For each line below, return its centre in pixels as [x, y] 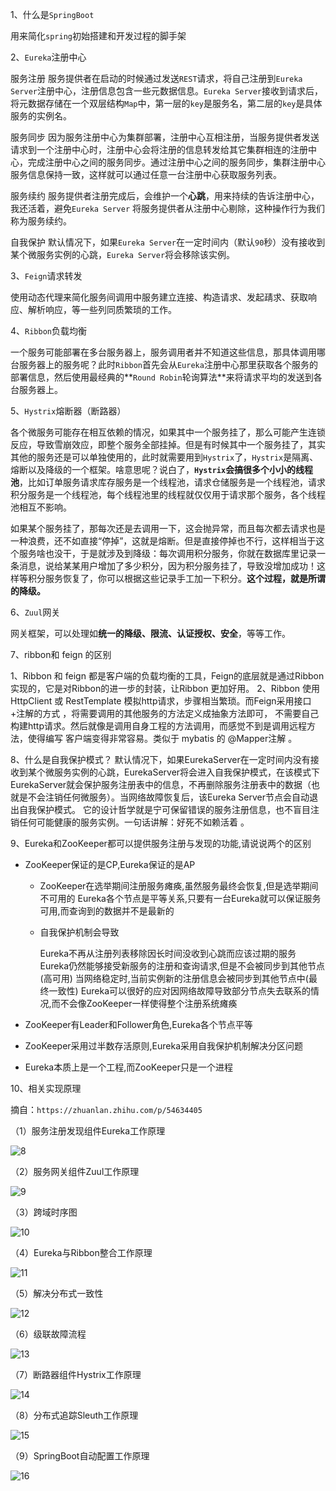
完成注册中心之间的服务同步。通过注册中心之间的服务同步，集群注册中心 [176, 162]
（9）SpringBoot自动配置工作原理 [80, 1456]
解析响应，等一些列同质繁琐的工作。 [102, 309]
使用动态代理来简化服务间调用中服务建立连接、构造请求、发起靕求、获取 [159, 297]
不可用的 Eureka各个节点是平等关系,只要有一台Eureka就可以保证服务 [180, 898]
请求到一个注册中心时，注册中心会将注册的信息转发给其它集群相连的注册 [159, 149]
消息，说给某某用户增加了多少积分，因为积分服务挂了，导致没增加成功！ [167, 566]
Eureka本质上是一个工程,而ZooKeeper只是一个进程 [129, 1067]
